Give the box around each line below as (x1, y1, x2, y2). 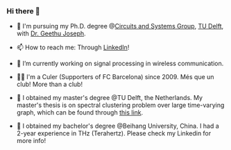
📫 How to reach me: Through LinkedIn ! (16, 43, 130, 51)
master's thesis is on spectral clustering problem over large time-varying (16, 101, 225, 110)
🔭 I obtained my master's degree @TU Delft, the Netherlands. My (16, 94, 203, 102)
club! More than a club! (16, 80, 83, 89)
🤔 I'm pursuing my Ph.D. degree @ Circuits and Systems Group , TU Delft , (16, 22, 224, 31)
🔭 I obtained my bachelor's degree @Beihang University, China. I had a (16, 122, 219, 131)
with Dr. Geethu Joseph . (16, 29, 86, 37)
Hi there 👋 (6, 6, 41, 16)
